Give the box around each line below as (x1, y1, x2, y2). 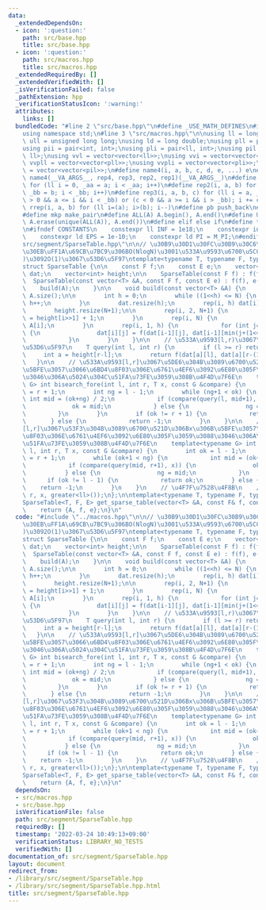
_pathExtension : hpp (15, 93, 83, 101)
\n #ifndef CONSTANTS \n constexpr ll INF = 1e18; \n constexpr (22, 225, 249, 234)
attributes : (15, 108, 55, 116)
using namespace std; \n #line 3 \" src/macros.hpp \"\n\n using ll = (22, 129, 243, 137)
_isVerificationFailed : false (15, 85, 115, 94)
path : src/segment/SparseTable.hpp (15, 816, 133, 824)
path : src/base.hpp (22, 33, 87, 42)
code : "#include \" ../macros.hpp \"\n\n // (15, 513, 154, 521)
